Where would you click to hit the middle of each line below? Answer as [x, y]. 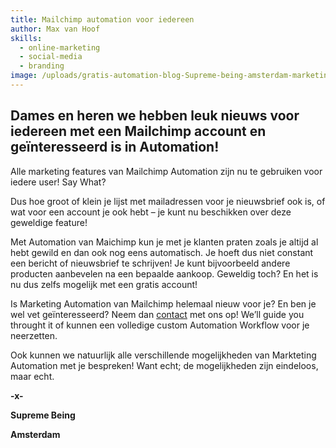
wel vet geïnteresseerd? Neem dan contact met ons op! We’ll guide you [157, 314]
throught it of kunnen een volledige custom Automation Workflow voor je [160, 325]
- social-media [51, 57]
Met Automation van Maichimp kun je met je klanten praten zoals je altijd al [164, 242]
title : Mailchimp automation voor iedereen [102, 19]
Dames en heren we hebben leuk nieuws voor [155, 116]
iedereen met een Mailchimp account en [138, 131]
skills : [26, 38]
